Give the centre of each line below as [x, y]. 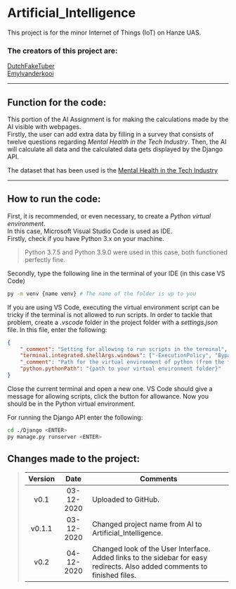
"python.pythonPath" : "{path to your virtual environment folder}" [120, 369]
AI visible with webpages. [44, 127]
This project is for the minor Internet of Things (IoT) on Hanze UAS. [104, 32]
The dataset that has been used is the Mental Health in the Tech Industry [113, 170]
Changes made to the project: [74, 459]
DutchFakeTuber [31, 66]
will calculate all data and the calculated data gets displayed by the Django [115, 149]
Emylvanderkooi [31, 74]
